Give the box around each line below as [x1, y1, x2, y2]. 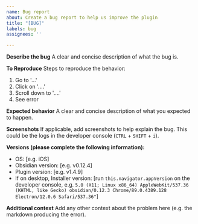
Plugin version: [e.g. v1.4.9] [14, 168, 83, 176]
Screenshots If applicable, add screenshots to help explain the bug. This [6, 126, 188, 133]
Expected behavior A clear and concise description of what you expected [6, 107, 191, 115]
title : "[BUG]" [6, 20, 45, 26]
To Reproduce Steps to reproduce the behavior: [6, 65, 126, 72]
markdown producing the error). [6, 211, 86, 218]
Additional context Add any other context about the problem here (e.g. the [6, 205, 193, 212]
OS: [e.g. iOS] [14, 155, 49, 163]
